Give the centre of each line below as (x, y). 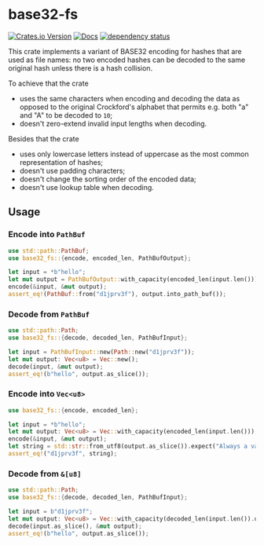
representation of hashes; (61, 162)
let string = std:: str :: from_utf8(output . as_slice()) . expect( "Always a (128, 446)
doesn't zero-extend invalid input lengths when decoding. (113, 123)
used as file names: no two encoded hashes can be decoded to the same (127, 60)
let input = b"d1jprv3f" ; (50, 512)
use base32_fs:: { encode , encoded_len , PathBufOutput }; (100, 258)
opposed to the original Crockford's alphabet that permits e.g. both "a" (134, 107)
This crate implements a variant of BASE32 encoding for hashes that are (125, 51)
